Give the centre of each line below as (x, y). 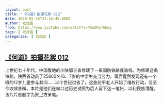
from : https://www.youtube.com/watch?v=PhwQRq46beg (58, 28)
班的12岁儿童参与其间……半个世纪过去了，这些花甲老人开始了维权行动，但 (79, 82)
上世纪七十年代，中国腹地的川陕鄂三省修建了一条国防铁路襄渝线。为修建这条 (81, 70)
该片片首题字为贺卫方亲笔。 (33, 94)
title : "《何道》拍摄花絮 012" (34, 14)
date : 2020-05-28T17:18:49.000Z (38, 18)
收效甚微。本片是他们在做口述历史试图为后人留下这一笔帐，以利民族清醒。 (83, 88)
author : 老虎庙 (19, 23)
